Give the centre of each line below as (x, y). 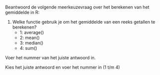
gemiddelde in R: (22, 12)
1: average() (32, 32)
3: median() (31, 43)
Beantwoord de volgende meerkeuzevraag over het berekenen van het (77, 7)
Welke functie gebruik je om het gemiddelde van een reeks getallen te (84, 22)
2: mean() (30, 37)
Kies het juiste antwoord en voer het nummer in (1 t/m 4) (63, 67)
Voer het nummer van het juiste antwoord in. (51, 58)
